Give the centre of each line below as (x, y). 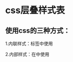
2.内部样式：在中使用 (27, 54)
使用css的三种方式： (38, 30)
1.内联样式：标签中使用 (29, 44)
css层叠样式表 (35, 10)
